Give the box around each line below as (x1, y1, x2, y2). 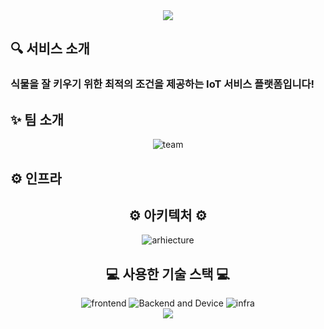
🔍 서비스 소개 (10, 40, 90, 58)
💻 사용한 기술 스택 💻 (105, 265, 231, 283)
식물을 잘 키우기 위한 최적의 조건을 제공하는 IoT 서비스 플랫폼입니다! (10, 77, 315, 91)
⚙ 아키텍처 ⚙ (128, 207, 208, 224)
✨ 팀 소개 (10, 111, 65, 128)
